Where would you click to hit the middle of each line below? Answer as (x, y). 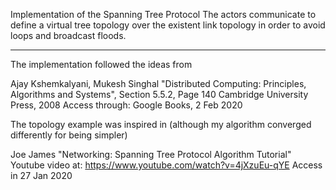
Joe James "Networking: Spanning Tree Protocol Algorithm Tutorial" (151, 154)
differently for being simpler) (69, 135)
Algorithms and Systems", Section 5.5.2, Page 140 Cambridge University (159, 94)
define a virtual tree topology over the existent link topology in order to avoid (168, 25)
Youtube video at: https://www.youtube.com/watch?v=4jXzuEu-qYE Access (166, 165)
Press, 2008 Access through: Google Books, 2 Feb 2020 (126, 105)
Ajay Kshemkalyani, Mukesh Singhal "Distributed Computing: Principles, (158, 83)
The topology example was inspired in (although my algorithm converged (161, 124)
